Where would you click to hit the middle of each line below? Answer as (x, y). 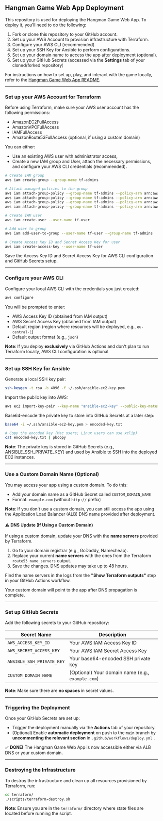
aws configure (19, 297)
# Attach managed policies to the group (47, 189)
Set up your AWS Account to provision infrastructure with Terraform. (81, 39)
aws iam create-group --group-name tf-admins (52, 180)
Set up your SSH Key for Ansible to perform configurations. (71, 49)
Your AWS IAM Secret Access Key (108, 651)
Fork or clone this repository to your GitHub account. (65, 34)
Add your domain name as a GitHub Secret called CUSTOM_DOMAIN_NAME (81, 494)
